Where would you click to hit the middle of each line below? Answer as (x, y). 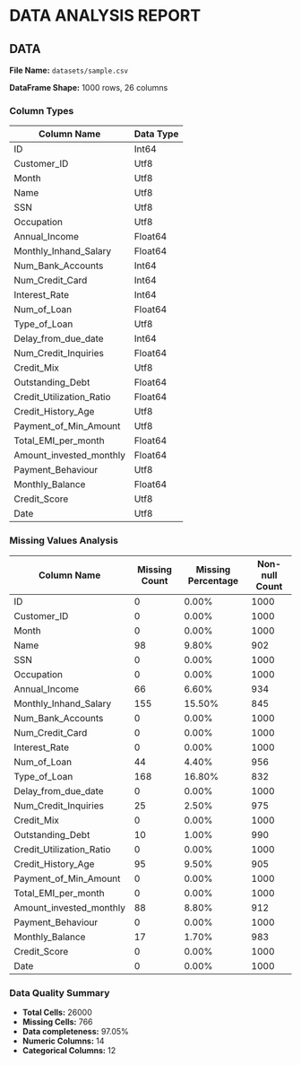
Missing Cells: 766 (57, 1021)
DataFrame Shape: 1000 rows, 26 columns (89, 87)
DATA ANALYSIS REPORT (105, 16)
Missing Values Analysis (64, 541)
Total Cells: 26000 (57, 1012)
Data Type (156, 134)
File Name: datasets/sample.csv (69, 70)
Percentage (213, 581)
